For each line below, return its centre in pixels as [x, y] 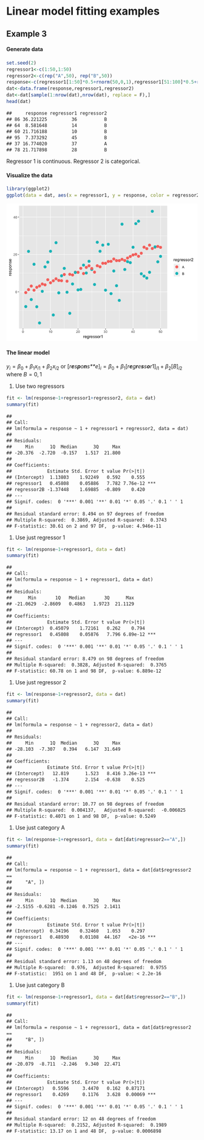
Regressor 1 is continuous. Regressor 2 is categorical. [73, 161]
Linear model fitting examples [83, 11]
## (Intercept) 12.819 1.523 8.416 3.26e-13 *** [81, 774]
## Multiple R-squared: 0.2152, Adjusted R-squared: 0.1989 [87, 1125]
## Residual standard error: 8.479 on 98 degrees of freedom [85, 659]
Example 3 [27, 34]
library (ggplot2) [28, 189]
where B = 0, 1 [24, 374]
